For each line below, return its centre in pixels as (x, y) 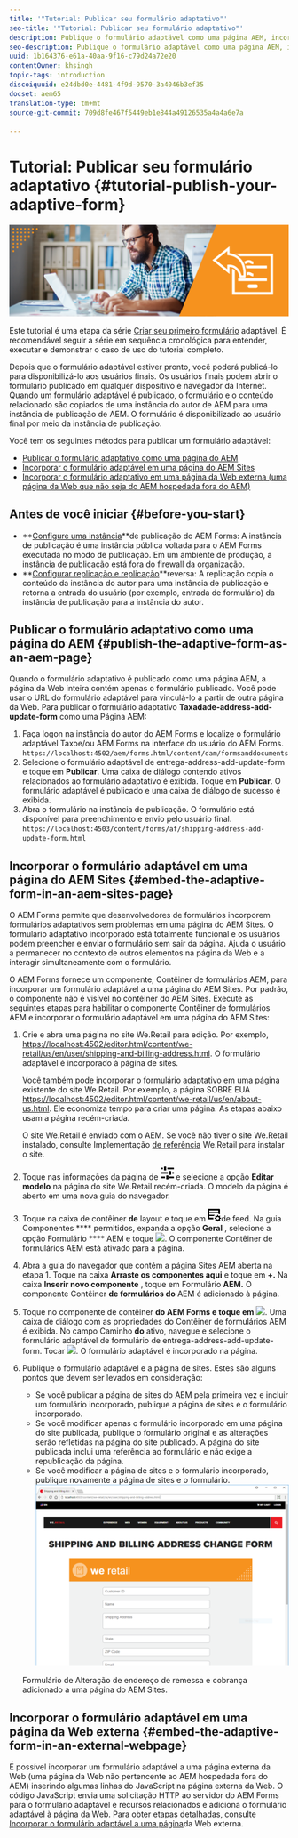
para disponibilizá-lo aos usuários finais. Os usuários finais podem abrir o (144, 376)
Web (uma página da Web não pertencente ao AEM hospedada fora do (139, 1777)
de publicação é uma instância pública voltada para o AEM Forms (141, 545)
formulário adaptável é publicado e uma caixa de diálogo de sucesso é (151, 791)
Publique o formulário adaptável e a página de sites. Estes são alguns (149, 1368)
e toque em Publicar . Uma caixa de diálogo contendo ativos (132, 772)
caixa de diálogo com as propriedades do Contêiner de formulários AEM (154, 1322)
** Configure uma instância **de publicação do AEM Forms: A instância (152, 536)
